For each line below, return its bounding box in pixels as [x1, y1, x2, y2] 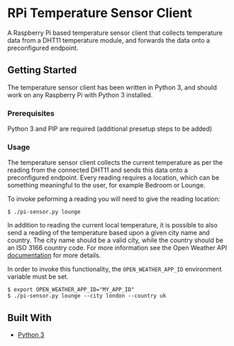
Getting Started [7, 64, 77, 76]
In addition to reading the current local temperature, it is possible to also [7, 221, 218, 229]
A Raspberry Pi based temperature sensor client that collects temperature [7, 28, 223, 37]
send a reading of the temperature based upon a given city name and [7, 229, 211, 237]
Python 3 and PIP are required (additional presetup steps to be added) [7, 124, 213, 133]
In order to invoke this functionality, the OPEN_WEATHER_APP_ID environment [7, 265, 222, 274]
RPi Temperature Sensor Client [7, 5, 193, 21]
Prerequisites [7, 108, 55, 118]
